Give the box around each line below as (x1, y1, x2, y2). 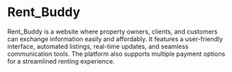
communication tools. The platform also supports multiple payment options (7, 50, 226, 58)
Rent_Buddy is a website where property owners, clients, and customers (7, 27, 218, 36)
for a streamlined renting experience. (7, 57, 115, 65)
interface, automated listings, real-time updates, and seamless (7, 42, 189, 50)
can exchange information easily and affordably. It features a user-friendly (7, 34, 224, 43)
